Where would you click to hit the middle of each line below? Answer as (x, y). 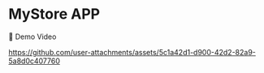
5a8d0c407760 (35, 61)
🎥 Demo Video (32, 36)
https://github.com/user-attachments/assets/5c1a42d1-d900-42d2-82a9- (132, 52)
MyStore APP (54, 14)
